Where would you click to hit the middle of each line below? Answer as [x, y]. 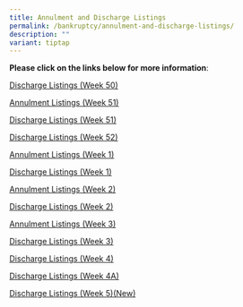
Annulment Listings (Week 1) [62, 155]
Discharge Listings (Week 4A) [64, 276]
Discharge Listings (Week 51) [63, 120]
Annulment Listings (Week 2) [63, 190]
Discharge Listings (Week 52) [64, 137]
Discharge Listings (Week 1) [61, 172]
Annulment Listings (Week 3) [63, 224]
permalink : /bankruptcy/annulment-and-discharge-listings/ [122, 26]
